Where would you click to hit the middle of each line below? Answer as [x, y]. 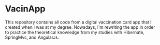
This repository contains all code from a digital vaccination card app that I [78, 22]
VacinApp [25, 9]
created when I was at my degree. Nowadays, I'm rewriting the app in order [80, 27]
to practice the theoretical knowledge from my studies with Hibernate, [75, 32]
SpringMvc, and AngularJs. [32, 37]
